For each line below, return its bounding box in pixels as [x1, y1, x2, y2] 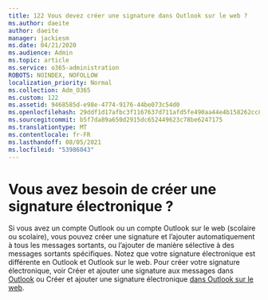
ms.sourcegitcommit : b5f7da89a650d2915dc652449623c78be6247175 [8, 116, 223, 124]
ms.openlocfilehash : [8, 109, 77, 117]
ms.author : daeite [8, 19, 69, 27]
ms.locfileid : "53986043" [8, 146, 94, 154]
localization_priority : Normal [8, 78, 112, 86]
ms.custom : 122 [8, 94, 59, 102]
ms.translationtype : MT [8, 123, 88, 131]
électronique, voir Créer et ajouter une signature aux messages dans [8, 266, 234, 276]
